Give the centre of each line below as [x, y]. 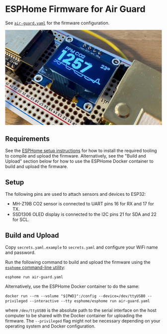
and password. [20, 252]
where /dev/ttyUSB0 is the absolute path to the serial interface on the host [81, 310]
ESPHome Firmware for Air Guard [75, 9]
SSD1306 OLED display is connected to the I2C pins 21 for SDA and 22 [84, 214]
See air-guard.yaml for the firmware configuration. [57, 23]
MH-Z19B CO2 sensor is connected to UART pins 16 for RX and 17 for [83, 204]
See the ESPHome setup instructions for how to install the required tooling [81, 151]
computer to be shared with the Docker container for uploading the [74, 316]
